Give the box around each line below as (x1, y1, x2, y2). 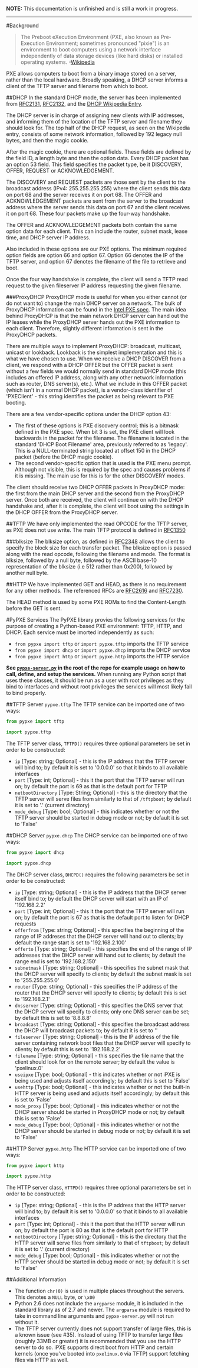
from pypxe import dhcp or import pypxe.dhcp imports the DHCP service (14, 646, 190, 654)
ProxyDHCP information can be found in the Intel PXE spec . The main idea (6, 306, 187, 313)
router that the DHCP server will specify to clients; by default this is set (14, 989, 187, 996)
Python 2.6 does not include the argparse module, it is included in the (14, 1300, 183, 1307)
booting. (6, 399, 27, 406)
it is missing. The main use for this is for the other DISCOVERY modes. (14, 472, 185, 479)
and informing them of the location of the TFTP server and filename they (6, 118, 183, 125)
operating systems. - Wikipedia (20, 59, 95, 66)
